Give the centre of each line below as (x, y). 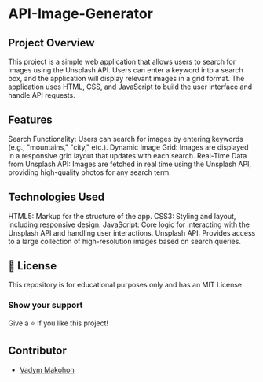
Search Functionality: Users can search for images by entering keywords (126, 139)
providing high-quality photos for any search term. (89, 172)
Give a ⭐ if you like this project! (58, 323)
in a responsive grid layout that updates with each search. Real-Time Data (128, 155)
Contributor (37, 351)
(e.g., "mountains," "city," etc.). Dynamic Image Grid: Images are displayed (128, 147)
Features (30, 120)
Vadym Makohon (47, 369)
